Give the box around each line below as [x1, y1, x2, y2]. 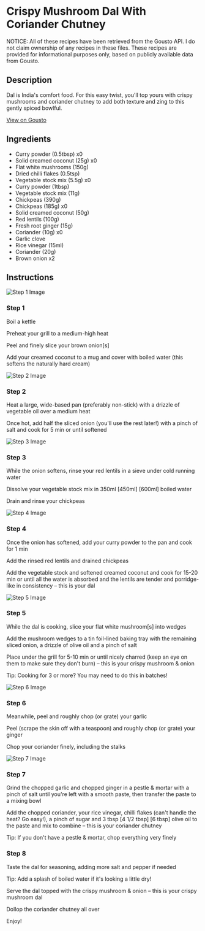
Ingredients [6, 134, 51, 145]
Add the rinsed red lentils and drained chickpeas [6, 557, 129, 564]
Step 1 [6, 304, 25, 312]
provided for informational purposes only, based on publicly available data [6, 50, 194, 58]
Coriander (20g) [15, 248, 56, 255]
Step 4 [6, 524, 26, 533]
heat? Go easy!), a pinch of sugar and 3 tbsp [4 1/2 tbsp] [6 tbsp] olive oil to [6, 816, 198, 823]
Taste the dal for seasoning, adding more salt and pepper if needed [6, 863, 176, 870]
